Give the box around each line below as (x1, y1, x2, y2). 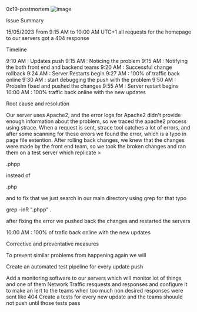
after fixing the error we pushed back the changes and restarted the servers (6, 218, 191, 224)
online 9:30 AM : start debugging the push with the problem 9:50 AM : (6, 77, 176, 83)
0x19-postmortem (6, 6, 50, 12)
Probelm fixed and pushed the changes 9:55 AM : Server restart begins (6, 82, 179, 89)
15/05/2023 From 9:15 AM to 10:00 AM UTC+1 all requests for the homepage (6, 28, 192, 35)
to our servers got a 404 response (6, 35, 89, 41)
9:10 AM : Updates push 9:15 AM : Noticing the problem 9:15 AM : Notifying (6, 58, 188, 64)
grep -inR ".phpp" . (6, 206, 52, 213)
